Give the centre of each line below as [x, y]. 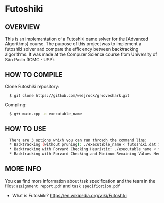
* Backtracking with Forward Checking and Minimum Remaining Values [81, 154]
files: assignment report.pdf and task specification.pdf [62, 186]
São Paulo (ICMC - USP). [30, 59]
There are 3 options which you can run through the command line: [78, 140]
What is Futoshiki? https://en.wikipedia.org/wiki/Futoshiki [69, 195]
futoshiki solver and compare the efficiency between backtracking [72, 49]
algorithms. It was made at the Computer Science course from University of [81, 54]
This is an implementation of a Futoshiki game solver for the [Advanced [77, 39]
